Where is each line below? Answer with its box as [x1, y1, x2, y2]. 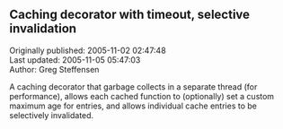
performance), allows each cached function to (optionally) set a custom [9, 90, 275, 101]
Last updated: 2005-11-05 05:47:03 [9, 54, 141, 65]
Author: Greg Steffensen [9, 64, 100, 74]
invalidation [9, 21, 77, 37]
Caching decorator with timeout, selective [9, 7, 250, 22]
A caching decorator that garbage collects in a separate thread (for [9, 81, 258, 92]
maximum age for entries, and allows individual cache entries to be [9, 100, 258, 111]
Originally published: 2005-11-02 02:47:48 [9, 45, 166, 56]
